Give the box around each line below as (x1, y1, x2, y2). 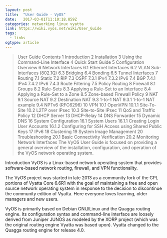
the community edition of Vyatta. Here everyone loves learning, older (5, 190, 147, 196)
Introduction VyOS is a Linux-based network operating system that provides (5, 159, 162, 166)
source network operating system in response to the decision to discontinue (5, 185, 162, 191)
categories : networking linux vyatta (5, 21, 84, 27)
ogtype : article (5, 40, 39, 45)
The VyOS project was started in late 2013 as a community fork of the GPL (5, 174, 158, 181)
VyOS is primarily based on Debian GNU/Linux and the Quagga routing (5, 205, 151, 211)
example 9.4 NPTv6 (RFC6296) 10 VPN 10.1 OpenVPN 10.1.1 (17, 101, 139, 108)
